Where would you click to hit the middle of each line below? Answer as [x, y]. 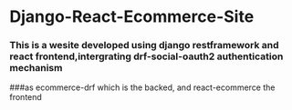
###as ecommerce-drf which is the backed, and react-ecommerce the [142, 87]
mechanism [36, 68]
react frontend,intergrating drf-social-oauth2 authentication [146, 56]
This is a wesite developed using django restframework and [144, 45]
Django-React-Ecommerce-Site [132, 17]
